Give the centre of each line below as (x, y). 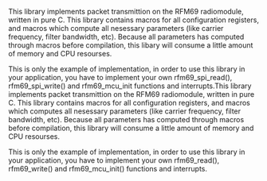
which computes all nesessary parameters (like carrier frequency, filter (125, 111)
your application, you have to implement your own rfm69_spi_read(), (120, 77)
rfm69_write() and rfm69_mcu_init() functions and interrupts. (108, 169)
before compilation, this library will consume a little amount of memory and (131, 128)
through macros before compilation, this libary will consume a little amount (131, 45)
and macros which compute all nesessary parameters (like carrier (116, 28)
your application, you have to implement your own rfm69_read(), (114, 160)
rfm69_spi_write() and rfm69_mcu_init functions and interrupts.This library (130, 86)
